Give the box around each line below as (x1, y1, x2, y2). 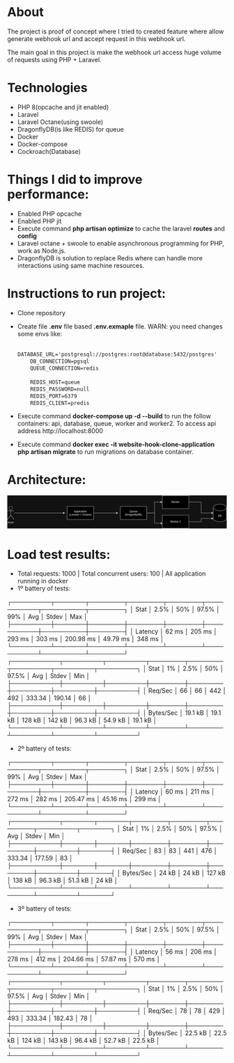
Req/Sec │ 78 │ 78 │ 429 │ (148, 1007, 226, 1015)
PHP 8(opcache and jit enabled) (17, 102, 109, 111)
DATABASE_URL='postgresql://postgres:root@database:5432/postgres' (17, 351, 217, 358)
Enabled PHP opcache (17, 210, 82, 218)
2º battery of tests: (17, 744, 72, 753)
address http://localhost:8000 (17, 426, 103, 435)
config (17, 231, 37, 240)
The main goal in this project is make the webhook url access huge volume (7, 48, 221, 56)
